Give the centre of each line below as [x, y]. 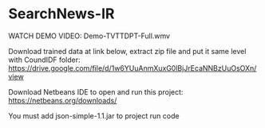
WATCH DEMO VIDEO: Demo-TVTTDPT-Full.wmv [89, 36]
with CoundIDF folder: [45, 60]
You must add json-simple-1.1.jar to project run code [94, 115]
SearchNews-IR [61, 14]
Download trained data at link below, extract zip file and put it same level [127, 51]
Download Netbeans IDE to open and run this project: [96, 91]
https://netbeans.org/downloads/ [63, 100]
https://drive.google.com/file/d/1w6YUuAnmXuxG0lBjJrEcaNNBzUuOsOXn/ [132, 68]
